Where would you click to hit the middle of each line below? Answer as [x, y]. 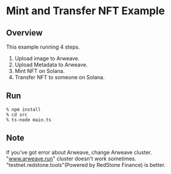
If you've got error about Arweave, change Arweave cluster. [79, 152]
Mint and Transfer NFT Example [85, 11]
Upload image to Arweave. [47, 58]
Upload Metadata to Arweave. [51, 65]
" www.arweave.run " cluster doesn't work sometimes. [71, 159]
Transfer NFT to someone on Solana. [59, 77]
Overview [25, 33]
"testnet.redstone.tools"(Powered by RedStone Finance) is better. [86, 165]
